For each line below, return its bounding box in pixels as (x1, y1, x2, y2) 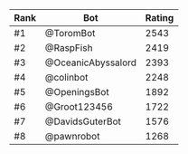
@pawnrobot (44, 130, 100, 142)
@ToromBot (44, 27, 96, 39)
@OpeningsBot (44, 86, 110, 98)
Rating (145, 12, 174, 24)
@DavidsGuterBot (44, 115, 122, 128)
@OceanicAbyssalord (44, 56, 137, 69)
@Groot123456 (44, 101, 113, 112)
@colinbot (44, 72, 89, 83)
